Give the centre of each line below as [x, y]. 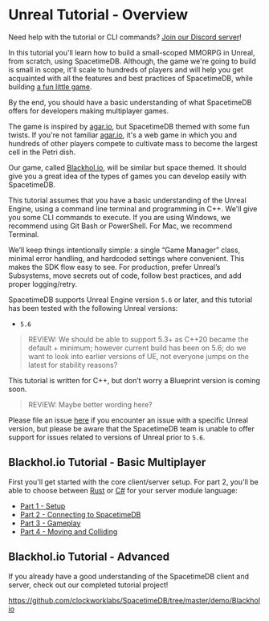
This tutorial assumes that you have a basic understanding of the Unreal [127, 200]
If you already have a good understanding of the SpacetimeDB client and [128, 576]
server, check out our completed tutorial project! [88, 585]
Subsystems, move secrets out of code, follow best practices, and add [125, 276]
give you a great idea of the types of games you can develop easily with [127, 176]
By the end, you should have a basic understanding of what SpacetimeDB [130, 102]
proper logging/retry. [43, 284]
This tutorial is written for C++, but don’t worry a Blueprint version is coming [134, 380]
